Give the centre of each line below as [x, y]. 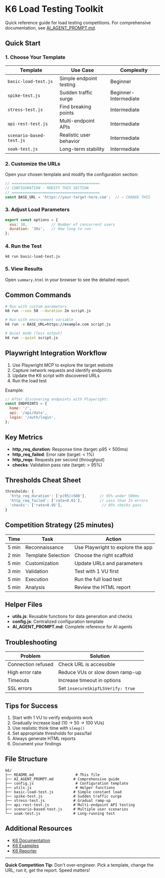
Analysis [35, 587]
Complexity [134, 70]
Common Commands [38, 295]
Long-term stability [82, 149]
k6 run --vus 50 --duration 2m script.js [48, 311]
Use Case [82, 70]
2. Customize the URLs [33, 164]
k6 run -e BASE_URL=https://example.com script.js [58, 325]
